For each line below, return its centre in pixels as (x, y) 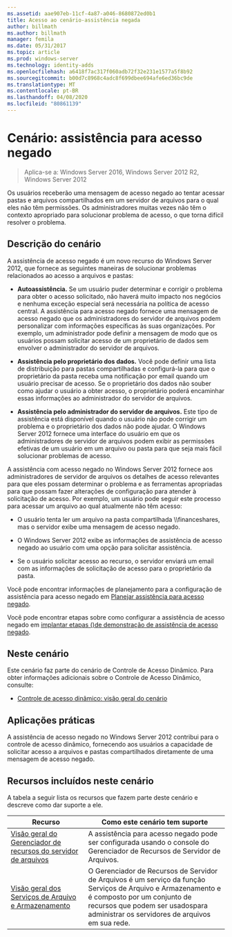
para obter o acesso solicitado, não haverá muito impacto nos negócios (119, 296)
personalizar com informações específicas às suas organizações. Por (116, 326)
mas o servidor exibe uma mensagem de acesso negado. (99, 527)
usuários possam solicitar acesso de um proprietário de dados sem (113, 340)
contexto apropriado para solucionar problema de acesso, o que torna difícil (115, 215)
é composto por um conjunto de (140, 897)
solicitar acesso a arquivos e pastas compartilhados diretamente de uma (110, 752)
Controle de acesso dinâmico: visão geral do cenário (92, 699)
